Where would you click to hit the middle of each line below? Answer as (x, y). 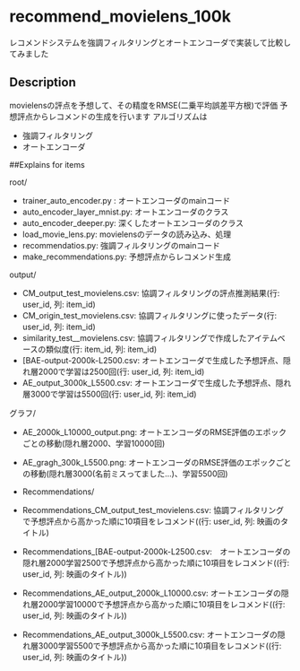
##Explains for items (47, 164)
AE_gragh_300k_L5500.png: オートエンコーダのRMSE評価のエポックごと (157, 462)
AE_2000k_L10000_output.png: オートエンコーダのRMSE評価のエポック (154, 431)
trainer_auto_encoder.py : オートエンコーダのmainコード (126, 200)
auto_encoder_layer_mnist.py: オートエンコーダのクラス (125, 212)
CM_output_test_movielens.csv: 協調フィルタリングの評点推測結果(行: (151, 292)
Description (43, 83)
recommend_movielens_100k (120, 17)
